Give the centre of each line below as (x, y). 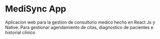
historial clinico (20, 32)
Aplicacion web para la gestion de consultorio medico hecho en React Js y (80, 22)
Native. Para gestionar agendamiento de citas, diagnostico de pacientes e (79, 27)
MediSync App (36, 9)
